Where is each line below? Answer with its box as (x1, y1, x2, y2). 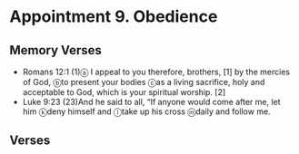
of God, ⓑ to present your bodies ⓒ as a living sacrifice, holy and (22, 77, 265, 87)
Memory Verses (9, 43, 103, 58)
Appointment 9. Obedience (9, 6, 218, 27)
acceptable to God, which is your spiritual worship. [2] (22, 87, 226, 97)
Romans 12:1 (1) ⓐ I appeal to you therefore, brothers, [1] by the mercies (22, 66, 291, 77)
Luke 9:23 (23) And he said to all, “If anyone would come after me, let (22, 97, 281, 107)
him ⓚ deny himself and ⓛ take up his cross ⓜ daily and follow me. (22, 106, 271, 117)
